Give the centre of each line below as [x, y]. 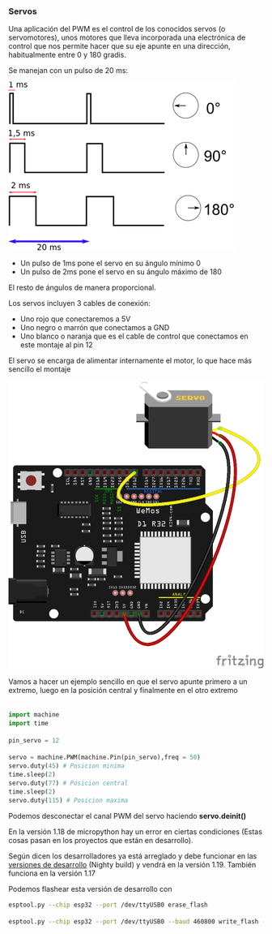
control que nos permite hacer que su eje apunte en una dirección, [119, 46]
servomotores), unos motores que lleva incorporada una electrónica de [127, 37]
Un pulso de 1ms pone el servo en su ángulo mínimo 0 [110, 263]
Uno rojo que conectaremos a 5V [75, 319]
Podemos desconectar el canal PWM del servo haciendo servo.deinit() [127, 816]
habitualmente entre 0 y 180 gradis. [68, 55]
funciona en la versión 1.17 [52, 873]
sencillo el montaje [40, 369]
